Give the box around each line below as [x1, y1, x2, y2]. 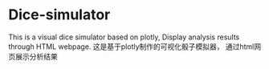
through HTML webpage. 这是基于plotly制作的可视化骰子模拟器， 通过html [8, 42, 255, 51]
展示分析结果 [14, 51, 58, 61]
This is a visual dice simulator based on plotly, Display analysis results [8, 32, 240, 42]
